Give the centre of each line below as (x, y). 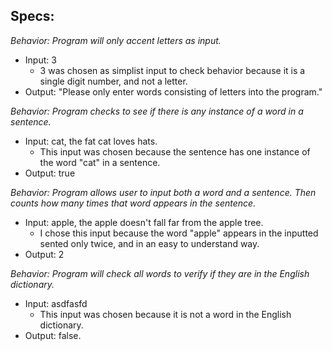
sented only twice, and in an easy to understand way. (149, 243)
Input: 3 (40, 60)
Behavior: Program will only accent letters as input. (116, 40)
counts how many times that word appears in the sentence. (133, 203)
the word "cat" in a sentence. (100, 162)
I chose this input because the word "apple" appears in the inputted (179, 233)
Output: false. (53, 335)
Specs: (32, 16)
